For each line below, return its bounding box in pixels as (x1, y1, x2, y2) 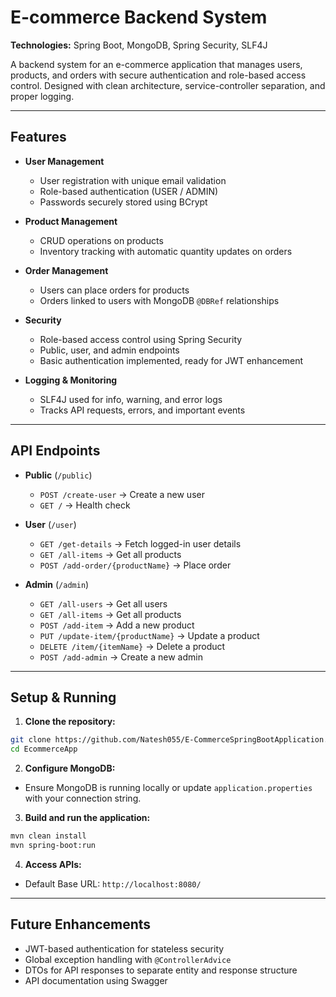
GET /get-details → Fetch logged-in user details (39, 537, 242, 550)
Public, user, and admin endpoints (39, 344, 180, 356)
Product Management (24, 215, 118, 227)
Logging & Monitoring (24, 374, 118, 386)
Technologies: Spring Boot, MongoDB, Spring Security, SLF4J (10, 39, 268, 51)
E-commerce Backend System (10, 6, 268, 29)
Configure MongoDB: (24, 762, 116, 775)
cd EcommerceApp (10, 744, 78, 755)
